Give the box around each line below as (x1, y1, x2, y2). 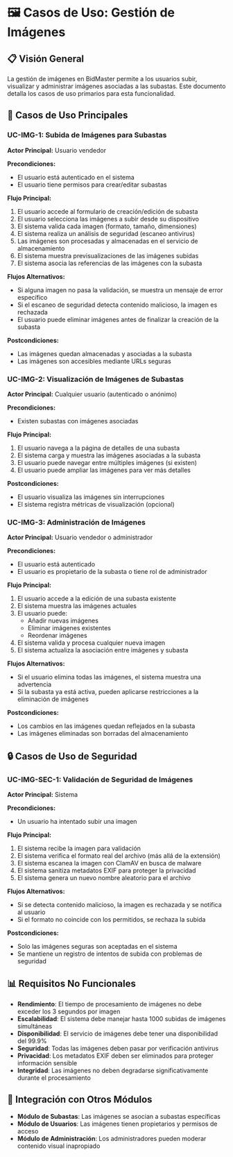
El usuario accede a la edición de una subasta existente (17, 594, 177, 603)
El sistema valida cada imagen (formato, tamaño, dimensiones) (17, 222, 197, 230)
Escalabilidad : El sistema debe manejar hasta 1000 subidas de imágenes (17, 1014, 226, 1023)
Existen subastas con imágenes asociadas (17, 416, 139, 425)
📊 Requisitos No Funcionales (7, 978, 137, 990)
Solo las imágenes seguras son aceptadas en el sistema (17, 942, 178, 950)
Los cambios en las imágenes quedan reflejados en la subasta (17, 722, 196, 730)
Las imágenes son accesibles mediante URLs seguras (17, 357, 171, 365)
